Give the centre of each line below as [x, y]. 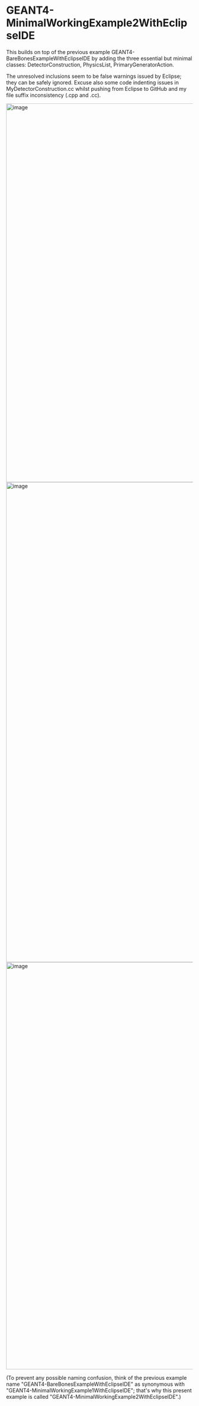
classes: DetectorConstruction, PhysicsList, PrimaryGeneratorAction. [90, 64]
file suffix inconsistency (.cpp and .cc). [54, 95]
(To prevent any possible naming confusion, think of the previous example [97, 1377]
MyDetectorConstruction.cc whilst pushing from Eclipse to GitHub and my [96, 89]
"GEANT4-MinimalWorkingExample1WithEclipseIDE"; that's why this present [99, 1390]
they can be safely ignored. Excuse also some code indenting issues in [92, 82]
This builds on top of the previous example [58, 52]
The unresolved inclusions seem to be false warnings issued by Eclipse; [94, 76]
